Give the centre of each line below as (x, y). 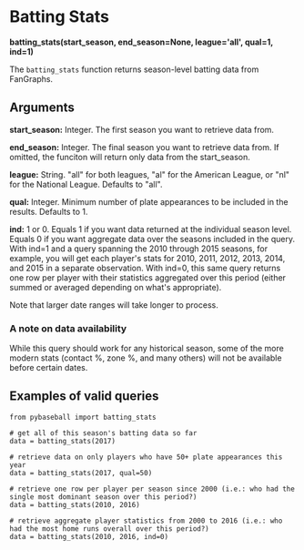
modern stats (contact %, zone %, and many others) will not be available (146, 358)
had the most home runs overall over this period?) (109, 529)
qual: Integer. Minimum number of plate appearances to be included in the (149, 201)
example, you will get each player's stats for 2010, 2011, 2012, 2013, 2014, (147, 258)
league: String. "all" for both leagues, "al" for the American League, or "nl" (149, 174)
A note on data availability (68, 328)
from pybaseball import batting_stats (83, 417)
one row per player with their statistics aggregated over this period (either (148, 277)
